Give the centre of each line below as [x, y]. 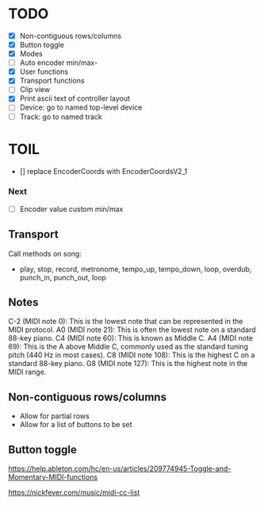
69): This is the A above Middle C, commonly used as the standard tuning [128, 347]
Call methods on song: [45, 253]
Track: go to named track [61, 117]
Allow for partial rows [54, 416]
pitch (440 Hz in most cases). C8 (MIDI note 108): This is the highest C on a [132, 355]
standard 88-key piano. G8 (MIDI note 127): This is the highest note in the [128, 364]
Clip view [34, 90]
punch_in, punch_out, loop [63, 277]
